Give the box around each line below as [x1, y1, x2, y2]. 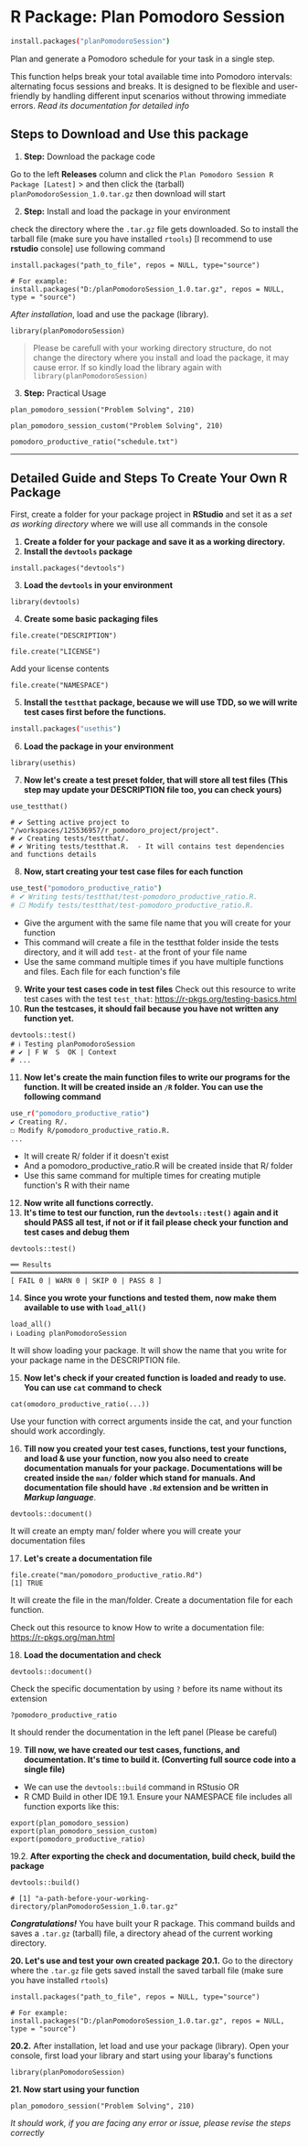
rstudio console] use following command [10, 242, 165, 253]
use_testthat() [10, 802, 69, 811]
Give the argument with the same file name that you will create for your [23, 917, 292, 928]
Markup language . [23, 1492, 97, 1503]
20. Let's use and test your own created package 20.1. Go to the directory [10, 1955, 293, 1967]
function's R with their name [23, 1180, 131, 1191]
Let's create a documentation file [23, 1553, 153, 1565]
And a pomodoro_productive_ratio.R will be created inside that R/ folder [23, 1160, 293, 1171]
